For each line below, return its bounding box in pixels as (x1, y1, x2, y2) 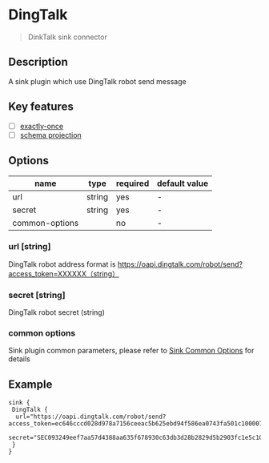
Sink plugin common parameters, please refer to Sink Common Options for (8, 346, 255, 356)
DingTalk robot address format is (8, 259, 116, 269)
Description (8, 55, 68, 69)
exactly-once (19, 121, 64, 131)
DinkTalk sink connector (27, 32, 108, 42)
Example (8, 377, 53, 391)
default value (156, 178, 209, 189)
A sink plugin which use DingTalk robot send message (8, 76, 187, 86)
